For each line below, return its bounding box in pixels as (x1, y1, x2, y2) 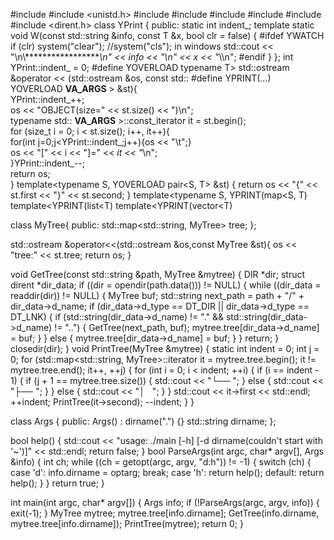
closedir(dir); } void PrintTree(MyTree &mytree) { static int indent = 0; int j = (10, 343, 320, 354)
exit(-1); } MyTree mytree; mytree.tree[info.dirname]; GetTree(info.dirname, (10, 507, 320, 519)
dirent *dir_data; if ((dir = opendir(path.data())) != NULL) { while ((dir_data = (10, 279, 322, 291)
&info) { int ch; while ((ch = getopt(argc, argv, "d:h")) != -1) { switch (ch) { (10, 456, 312, 468)
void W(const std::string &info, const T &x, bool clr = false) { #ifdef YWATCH (10, 30, 325, 41)
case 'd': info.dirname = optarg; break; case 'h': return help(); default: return (10, 467, 325, 478)
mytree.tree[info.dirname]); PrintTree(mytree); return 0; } (10, 518, 244, 529)
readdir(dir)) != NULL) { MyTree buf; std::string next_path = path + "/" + (10, 290, 305, 301)
